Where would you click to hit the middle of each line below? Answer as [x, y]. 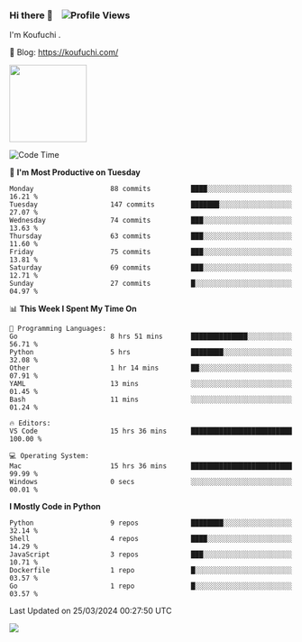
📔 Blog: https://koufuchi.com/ [64, 52]
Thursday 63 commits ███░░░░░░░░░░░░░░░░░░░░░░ [151, 236]
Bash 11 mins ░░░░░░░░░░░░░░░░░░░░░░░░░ [151, 400]
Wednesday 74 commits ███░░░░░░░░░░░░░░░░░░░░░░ [151, 221]
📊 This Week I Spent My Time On [73, 309]
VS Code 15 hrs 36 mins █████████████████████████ [151, 431]
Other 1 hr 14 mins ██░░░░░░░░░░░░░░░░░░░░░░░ [151, 368]
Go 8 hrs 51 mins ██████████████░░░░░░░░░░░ [151, 337]
